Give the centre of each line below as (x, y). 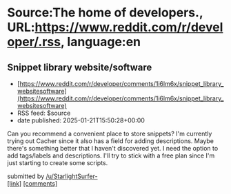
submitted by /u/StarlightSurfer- (52, 176)
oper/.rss (34, 42)
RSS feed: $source (44, 113)
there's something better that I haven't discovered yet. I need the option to (113, 148)
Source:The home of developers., (105, 13)
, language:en (101, 42)
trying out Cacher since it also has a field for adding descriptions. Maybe (111, 141)
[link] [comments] (32, 183)
